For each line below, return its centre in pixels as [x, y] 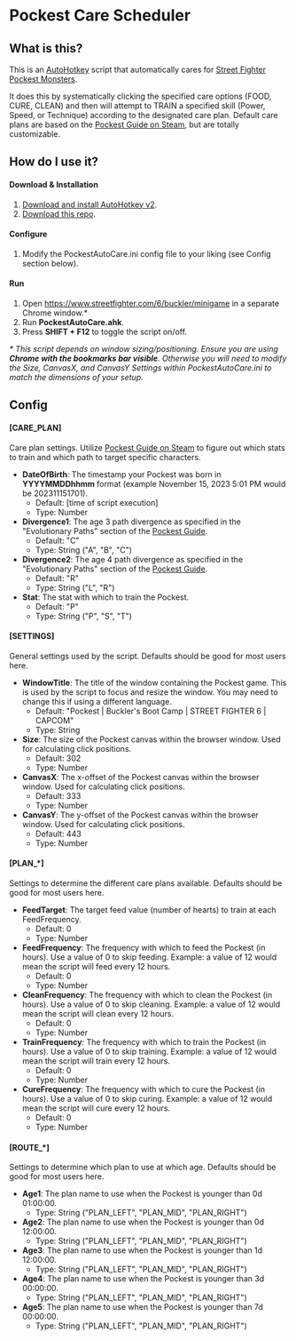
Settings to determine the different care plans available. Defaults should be [146, 883]
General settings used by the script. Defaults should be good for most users [148, 656]
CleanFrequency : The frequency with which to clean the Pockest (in [147, 995]
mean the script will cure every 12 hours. [96, 1108]
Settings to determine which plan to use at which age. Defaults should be [143, 1167]
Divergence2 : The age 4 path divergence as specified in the [132, 559]
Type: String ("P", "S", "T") [84, 616]
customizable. [35, 134]
